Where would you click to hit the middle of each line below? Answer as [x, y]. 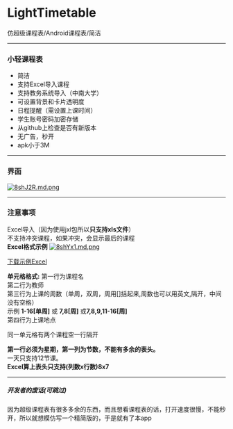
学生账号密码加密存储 [48, 119]
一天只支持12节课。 [35, 358]
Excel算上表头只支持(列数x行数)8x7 [58, 366]
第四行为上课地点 [32, 319]
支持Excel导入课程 [43, 84]
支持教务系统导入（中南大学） [60, 93]
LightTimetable [52, 13]
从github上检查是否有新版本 [57, 128]
